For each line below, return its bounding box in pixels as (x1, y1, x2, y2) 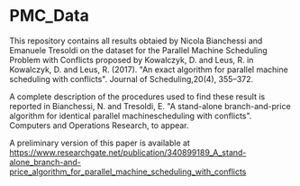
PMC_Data (9, 5, 90, 26)
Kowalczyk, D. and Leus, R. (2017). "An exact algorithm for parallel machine (9, 64, 288, 75)
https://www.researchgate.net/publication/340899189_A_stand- (9, 146, 247, 158)
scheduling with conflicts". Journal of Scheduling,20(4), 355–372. (9, 73, 254, 84)
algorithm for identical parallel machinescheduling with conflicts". (9, 110, 252, 121)
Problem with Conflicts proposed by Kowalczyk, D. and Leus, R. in (9, 54, 254, 65)
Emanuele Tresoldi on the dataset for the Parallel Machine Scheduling (9, 44, 268, 55)
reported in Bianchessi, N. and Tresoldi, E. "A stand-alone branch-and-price (9, 100, 291, 111)
